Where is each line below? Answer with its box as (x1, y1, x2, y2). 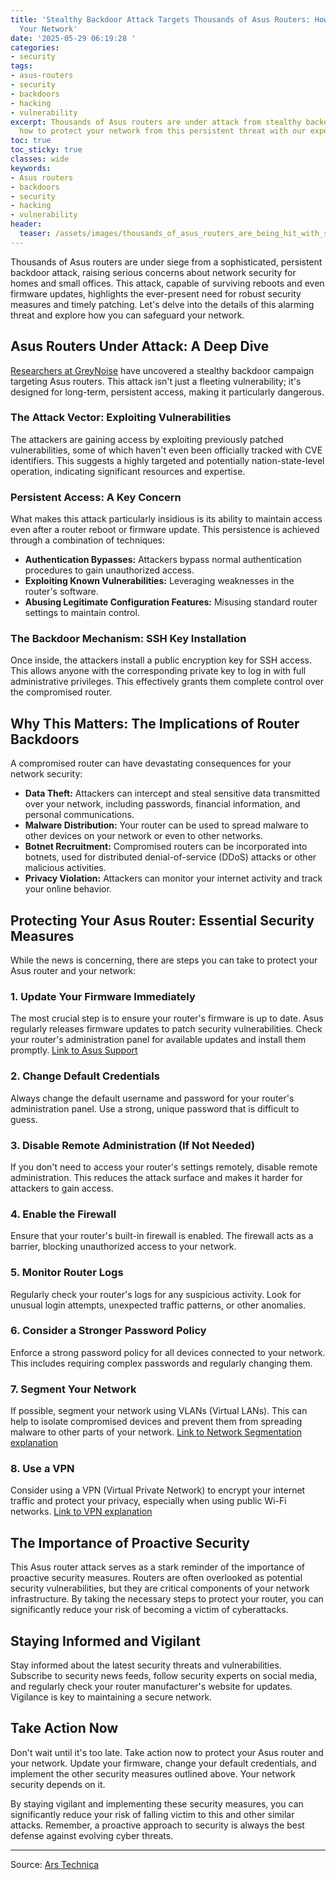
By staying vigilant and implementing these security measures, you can (10, 1797, 304, 1810)
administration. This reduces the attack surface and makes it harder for (10, 1171, 303, 1183)
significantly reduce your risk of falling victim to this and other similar (10, 1808, 295, 1820)
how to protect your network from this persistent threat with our (19, 126, 307, 136)
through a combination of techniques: (10, 534, 165, 546)
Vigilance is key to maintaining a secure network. (10, 1691, 213, 1703)
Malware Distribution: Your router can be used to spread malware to (24, 819, 309, 831)
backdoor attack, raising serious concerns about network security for (10, 266, 297, 278)
